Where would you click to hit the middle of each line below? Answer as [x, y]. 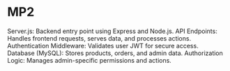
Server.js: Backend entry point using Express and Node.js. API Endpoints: [112, 31]
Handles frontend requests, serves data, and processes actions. [99, 38]
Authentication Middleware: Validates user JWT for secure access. [103, 45]
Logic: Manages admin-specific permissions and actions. [90, 60]
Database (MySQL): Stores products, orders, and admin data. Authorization [115, 53]
